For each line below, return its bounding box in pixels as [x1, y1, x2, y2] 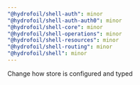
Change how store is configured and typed [7, 69, 133, 78]
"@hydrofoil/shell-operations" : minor [7, 30, 122, 38]
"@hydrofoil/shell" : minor [7, 50, 87, 57]
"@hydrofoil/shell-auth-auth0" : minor [7, 17, 122, 24]
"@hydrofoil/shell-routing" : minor [7, 43, 113, 50]
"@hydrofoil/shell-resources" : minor [7, 37, 119, 44]
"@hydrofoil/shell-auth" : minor [7, 10, 103, 18]
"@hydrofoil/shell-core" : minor [7, 23, 103, 30]
